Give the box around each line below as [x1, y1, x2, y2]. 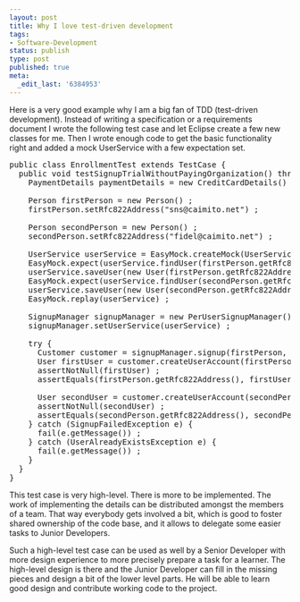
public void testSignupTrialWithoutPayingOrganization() [18, 168, 274, 179]
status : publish [9, 47, 70, 55]
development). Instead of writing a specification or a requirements [9, 114, 253, 124]
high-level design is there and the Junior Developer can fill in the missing [9, 564, 278, 574]
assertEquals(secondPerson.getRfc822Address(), [37, 410, 250, 420]
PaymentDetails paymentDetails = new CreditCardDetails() [28, 177, 287, 188]
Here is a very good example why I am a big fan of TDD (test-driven [9, 104, 259, 114]
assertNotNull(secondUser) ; [37, 401, 165, 411]
